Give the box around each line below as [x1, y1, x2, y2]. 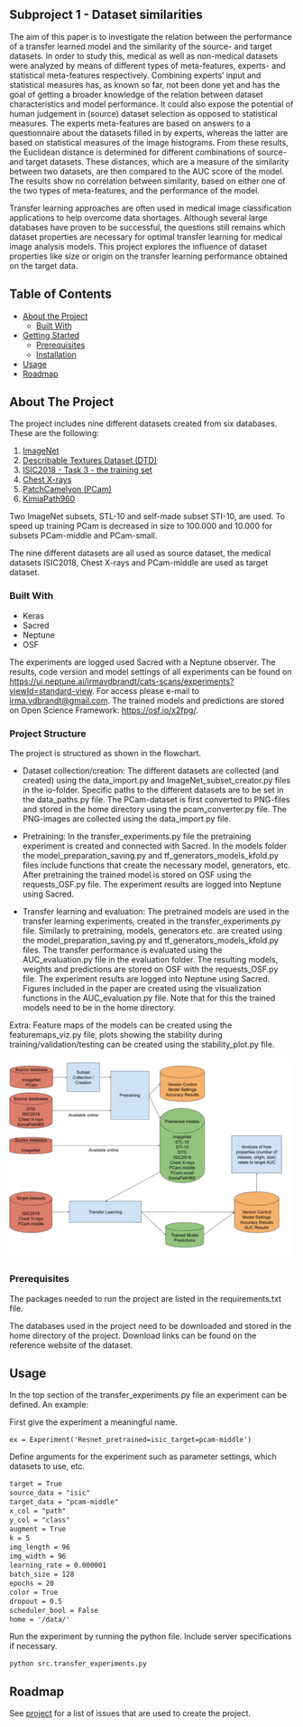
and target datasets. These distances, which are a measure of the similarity [9, 156, 289, 166]
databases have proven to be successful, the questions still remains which [9, 222, 286, 232]
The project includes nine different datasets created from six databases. [9, 418, 278, 429]
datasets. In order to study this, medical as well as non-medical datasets [9, 50, 279, 62]
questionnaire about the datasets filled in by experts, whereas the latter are [9, 127, 289, 138]
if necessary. [9, 1641, 58, 1652]
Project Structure [9, 727, 87, 740]
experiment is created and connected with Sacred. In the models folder [22, 840, 287, 851]
